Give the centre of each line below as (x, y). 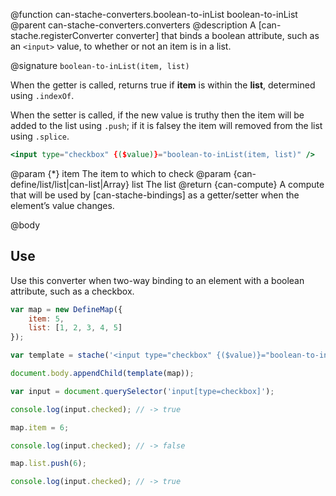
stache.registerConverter (62, 35)
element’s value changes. (62, 205)
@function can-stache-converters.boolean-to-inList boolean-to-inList (154, 14)
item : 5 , (46, 319)
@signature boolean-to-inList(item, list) (100, 65)
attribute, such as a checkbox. (72, 291)
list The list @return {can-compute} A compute (228, 184)
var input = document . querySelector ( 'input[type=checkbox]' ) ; (142, 391)
